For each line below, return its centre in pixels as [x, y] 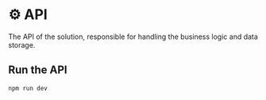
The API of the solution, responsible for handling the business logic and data [133, 37]
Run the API [38, 70]
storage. [22, 44]
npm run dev [28, 88]
